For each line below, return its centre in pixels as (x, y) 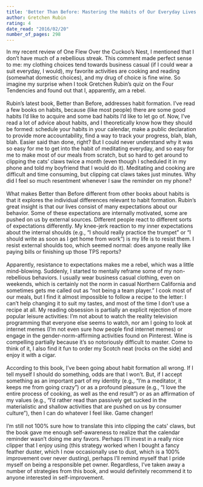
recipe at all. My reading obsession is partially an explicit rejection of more (99, 310)
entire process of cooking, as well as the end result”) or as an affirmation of (101, 394)
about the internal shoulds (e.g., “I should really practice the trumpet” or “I (99, 233)
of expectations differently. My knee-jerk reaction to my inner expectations (100, 226)
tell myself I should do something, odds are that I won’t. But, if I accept (94, 375)
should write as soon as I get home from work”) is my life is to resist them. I (100, 239)
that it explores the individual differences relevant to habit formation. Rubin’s (101, 200)
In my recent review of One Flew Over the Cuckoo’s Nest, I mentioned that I (100, 52)
